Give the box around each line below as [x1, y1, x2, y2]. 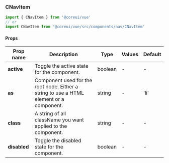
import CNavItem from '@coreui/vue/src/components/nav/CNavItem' [5, 24, 145, 30]
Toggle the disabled [34, 137, 81, 144]
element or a [34, 96, 64, 103]
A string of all [34, 110, 66, 117]
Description [49, 51, 78, 58]
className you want [34, 116, 84, 123]
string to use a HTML [34, 89, 84, 96]
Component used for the [34, 77, 93, 84]
